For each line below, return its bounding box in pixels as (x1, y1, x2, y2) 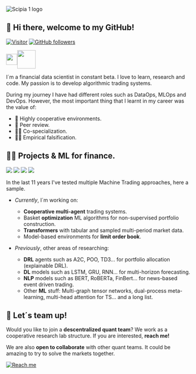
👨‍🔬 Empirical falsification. (14, 133, 77, 141)
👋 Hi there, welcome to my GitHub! (6, 22, 135, 32)
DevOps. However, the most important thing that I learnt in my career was (6, 97, 184, 104)
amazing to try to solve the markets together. (6, 350, 115, 357)
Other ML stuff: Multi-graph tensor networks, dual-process (23, 287, 167, 294)
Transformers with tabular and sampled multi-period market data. (23, 227, 184, 234)
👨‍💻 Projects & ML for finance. (6, 151, 116, 161)
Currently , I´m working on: (14, 196, 78, 204)
